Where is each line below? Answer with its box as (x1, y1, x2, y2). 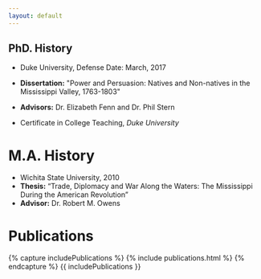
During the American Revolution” (19, 190, 128, 199)
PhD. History (8, 42, 73, 55)
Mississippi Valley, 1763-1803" (19, 87, 120, 96)
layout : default (8, 11, 63, 20)
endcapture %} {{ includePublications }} (8, 262, 141, 272)
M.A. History (8, 146, 95, 165)
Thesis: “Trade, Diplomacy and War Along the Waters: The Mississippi (19, 182, 253, 191)
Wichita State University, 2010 (19, 173, 120, 183)
